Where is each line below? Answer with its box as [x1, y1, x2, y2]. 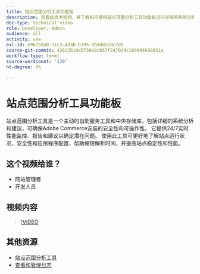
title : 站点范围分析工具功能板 [6, 8, 74, 15]
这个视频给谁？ [6, 159, 61, 169]
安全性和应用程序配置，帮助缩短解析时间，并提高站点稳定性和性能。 [16, 140, 183, 147]
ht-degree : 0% [6, 64, 42, 70]
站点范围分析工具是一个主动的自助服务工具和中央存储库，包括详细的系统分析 [6, 117, 194, 125]
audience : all [6, 31, 42, 37]
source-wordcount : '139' [6, 58, 68, 64]
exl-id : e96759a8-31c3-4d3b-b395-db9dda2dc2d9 [6, 42, 124, 48]
